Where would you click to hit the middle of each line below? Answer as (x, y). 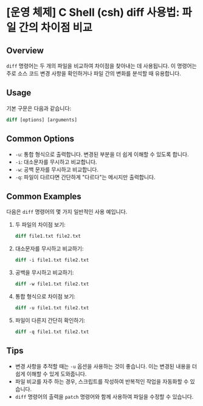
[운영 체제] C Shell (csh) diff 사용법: (93, 12)
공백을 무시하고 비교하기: (44, 273)
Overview (25, 50)
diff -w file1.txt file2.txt (52, 284)
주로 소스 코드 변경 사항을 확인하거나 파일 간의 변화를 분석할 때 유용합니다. (94, 73)
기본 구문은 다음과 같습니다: (39, 108)
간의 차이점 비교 (55, 28)
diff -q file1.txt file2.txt (52, 332)
